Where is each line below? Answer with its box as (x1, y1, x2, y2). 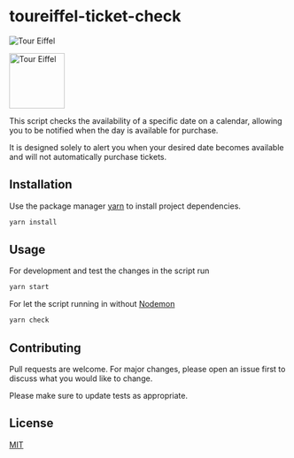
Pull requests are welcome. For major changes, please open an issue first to (9, 364, 286, 374)
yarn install (9, 218, 58, 226)
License (9, 416, 54, 431)
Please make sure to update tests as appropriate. (9, 391, 189, 401)
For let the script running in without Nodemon (9, 299, 175, 309)
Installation (9, 177, 73, 192)
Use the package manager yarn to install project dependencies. (9, 201, 242, 211)
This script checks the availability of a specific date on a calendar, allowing (9, 115, 282, 126)
